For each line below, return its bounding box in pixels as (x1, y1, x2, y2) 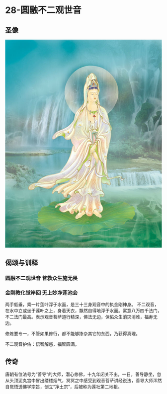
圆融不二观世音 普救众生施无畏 (5, 275, 78, 282)
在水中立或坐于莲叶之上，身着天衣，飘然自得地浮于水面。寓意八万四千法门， (5, 308, 162, 314)
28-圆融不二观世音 (5, 4, 82, 16)
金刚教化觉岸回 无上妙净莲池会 (5, 289, 78, 296)
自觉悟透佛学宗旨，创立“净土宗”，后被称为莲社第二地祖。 (5, 384, 123, 390)
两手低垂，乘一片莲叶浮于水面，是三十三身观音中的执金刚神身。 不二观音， (5, 302, 159, 308)
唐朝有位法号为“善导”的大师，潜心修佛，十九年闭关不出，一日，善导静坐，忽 (5, 371, 162, 378)
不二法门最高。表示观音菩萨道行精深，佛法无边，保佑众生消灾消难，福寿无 (5, 314, 158, 320)
